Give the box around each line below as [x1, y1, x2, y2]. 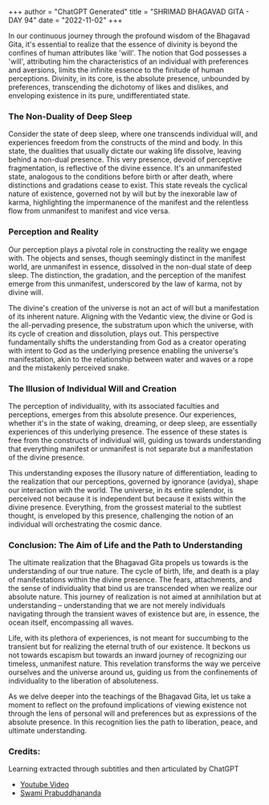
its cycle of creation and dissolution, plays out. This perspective [8, 328, 219, 338]
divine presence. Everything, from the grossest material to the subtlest [8, 502, 242, 512]
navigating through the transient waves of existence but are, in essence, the [8, 609, 259, 619]
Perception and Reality [8, 226, 99, 237]
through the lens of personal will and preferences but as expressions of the [8, 708, 257, 719]
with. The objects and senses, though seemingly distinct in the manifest [8, 253, 246, 262]
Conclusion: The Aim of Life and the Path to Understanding [8, 539, 243, 551]
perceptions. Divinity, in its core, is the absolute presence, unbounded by [8, 74, 251, 83]
